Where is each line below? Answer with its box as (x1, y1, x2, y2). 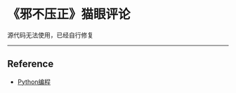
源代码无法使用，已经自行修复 (7, 31, 93, 39)
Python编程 (17, 78, 51, 86)
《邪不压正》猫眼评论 (7, 6, 131, 22)
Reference (7, 58, 54, 70)
